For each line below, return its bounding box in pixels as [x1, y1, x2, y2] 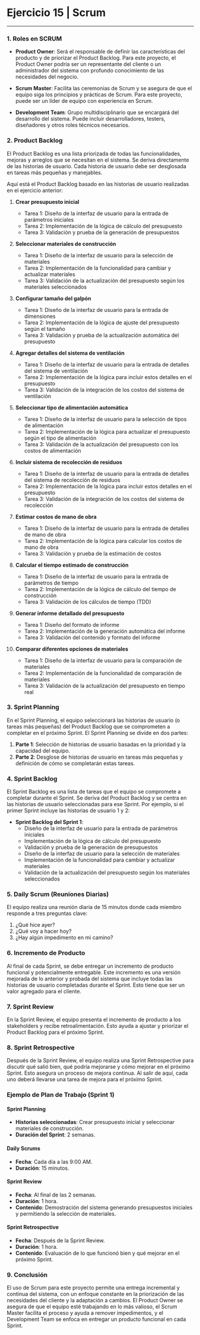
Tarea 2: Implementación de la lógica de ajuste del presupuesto [24, 318, 180, 326]
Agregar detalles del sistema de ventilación [15, 349, 125, 356]
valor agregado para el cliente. [7, 987, 82, 995]
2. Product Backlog [7, 137, 63, 145]
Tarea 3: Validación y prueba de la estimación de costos [24, 550, 162, 557]
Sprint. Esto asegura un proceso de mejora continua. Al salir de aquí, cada [7, 1069, 188, 1077]
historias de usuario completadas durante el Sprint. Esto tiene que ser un [7, 981, 185, 989]
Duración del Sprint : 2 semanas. [15, 1131, 96, 1138]
